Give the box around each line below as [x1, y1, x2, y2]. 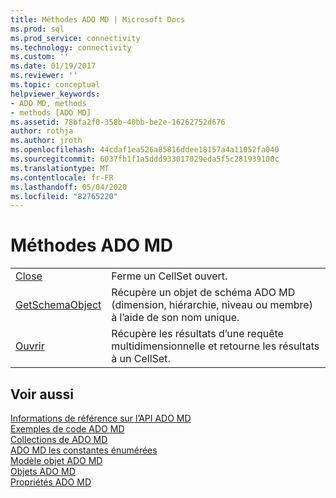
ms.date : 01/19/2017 [10, 61, 97, 71]
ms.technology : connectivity [10, 42, 132, 53]
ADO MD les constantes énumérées [10, 444, 158, 456]
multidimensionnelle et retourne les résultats [111, 339, 320, 353]
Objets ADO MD [10, 466, 76, 477]
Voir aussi [10, 386, 74, 403]
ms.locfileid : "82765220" [10, 191, 118, 201]
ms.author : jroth [10, 136, 83, 146]
